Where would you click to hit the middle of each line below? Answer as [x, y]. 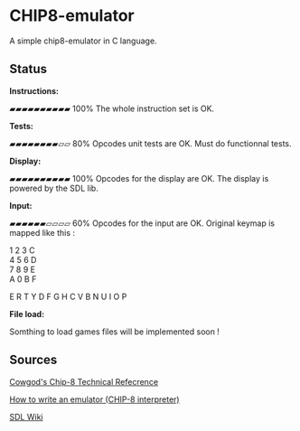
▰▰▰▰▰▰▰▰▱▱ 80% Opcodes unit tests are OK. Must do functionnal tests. [150, 143]
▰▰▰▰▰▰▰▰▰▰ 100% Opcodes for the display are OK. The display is [139, 178]
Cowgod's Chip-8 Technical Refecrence [84, 381]
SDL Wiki [26, 417]
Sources [33, 360]
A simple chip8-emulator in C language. [83, 41]
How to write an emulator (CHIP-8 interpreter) [94, 399]
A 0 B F [23, 279]
